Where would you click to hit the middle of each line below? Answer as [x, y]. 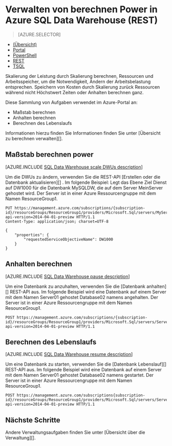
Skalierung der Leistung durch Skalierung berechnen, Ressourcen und [79, 76]
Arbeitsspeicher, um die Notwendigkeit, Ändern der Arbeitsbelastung [78, 81]
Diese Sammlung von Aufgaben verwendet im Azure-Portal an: [71, 102]
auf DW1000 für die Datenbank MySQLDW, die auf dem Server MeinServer [84, 187]
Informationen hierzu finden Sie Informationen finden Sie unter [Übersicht [83, 133]
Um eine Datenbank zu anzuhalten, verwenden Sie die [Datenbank [76, 286]
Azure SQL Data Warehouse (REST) [82, 20]
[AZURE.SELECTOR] [39, 34]
